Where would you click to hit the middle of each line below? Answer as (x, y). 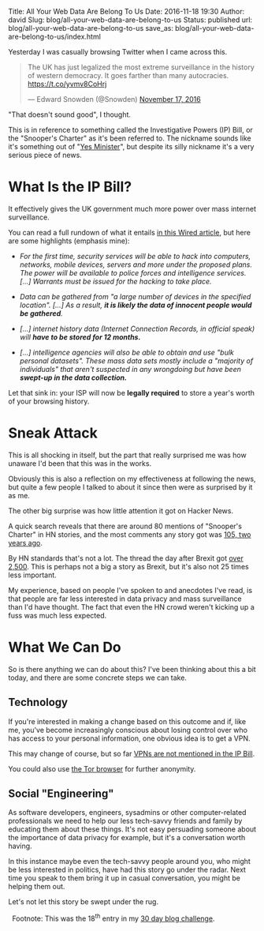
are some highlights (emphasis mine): (69, 241)
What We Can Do (65, 648)
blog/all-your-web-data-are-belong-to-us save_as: (91, 28)
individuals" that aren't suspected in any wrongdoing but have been (130, 369)
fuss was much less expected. (58, 615)
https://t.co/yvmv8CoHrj (67, 84)
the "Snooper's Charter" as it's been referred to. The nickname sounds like (130, 138)
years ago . (26, 542)
